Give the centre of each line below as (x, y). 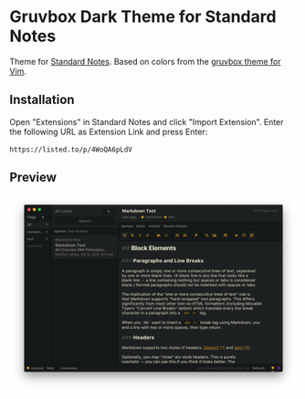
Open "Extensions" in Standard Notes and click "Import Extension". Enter (147, 121)
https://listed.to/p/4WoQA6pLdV (71, 149)
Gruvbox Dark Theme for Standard (143, 17)
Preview (33, 178)
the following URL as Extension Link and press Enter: (109, 131)
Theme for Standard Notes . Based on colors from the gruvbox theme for (145, 61)
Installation (42, 100)
